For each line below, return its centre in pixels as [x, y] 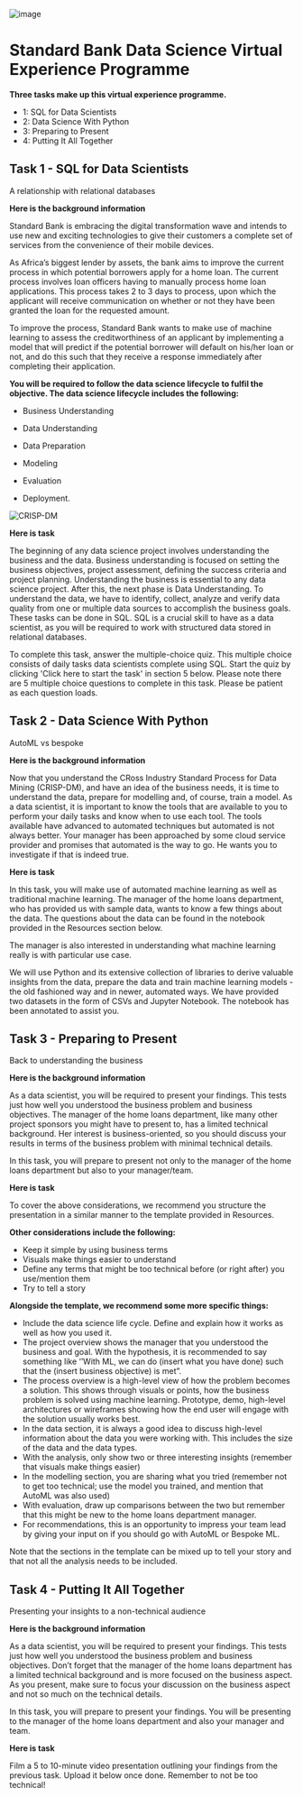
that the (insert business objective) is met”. [102, 1371]
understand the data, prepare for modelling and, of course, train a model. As [151, 797]
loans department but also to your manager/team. [101, 1170]
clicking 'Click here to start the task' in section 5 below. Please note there [146, 673]
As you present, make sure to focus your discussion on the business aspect [150, 1685]
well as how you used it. [67, 1333]
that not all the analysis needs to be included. [93, 1562]
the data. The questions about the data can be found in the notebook [138, 918]
